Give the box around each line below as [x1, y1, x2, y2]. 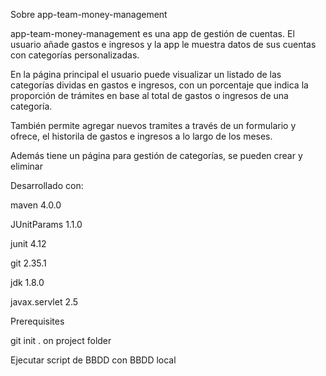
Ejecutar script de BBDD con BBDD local [10, 354, 177, 366]
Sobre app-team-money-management [10, 9, 168, 20]
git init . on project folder [10, 335, 112, 346]
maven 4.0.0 [10, 199, 62, 211]
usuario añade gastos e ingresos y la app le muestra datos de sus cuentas [10, 39, 317, 50]
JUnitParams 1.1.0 [10, 219, 83, 230]
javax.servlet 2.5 [10, 296, 79, 308]
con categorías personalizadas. [10, 49, 140, 61]
